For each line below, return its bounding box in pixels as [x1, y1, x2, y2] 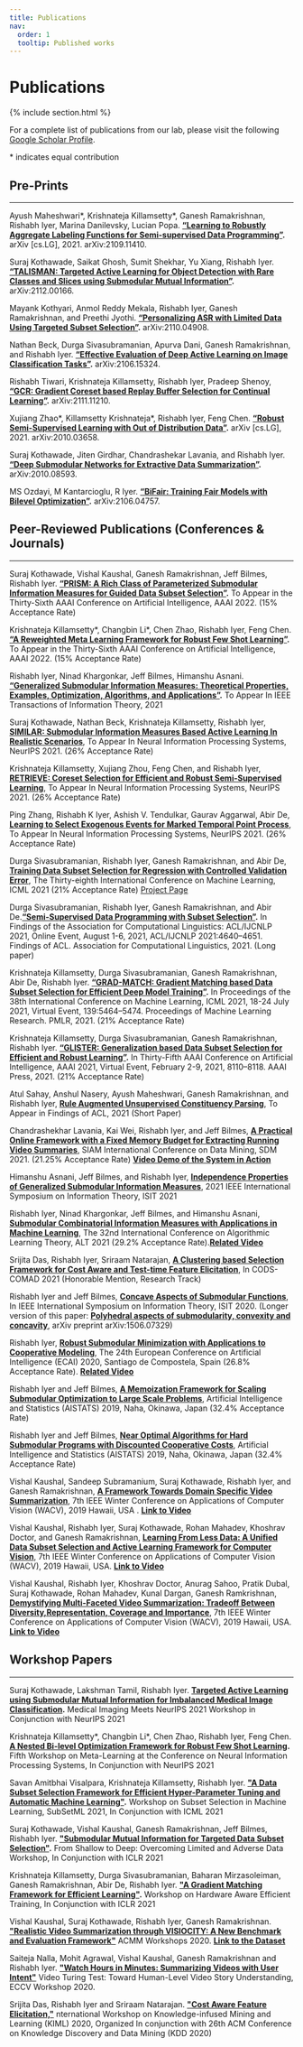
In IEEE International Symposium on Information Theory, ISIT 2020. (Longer [9, 1301, 289, 1311]
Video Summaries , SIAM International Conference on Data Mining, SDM [9, 1144, 278, 1155]
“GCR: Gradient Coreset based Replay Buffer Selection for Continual [9, 385, 271, 396]
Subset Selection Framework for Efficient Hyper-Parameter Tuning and [9, 1786, 281, 1797]
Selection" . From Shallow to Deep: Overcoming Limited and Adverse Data [9, 1842, 284, 1853]
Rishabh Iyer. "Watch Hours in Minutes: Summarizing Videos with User [9, 1962, 280, 1973]
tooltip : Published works [17, 38, 115, 48]
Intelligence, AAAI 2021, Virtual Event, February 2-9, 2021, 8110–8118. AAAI [9, 1061, 287, 1072]
